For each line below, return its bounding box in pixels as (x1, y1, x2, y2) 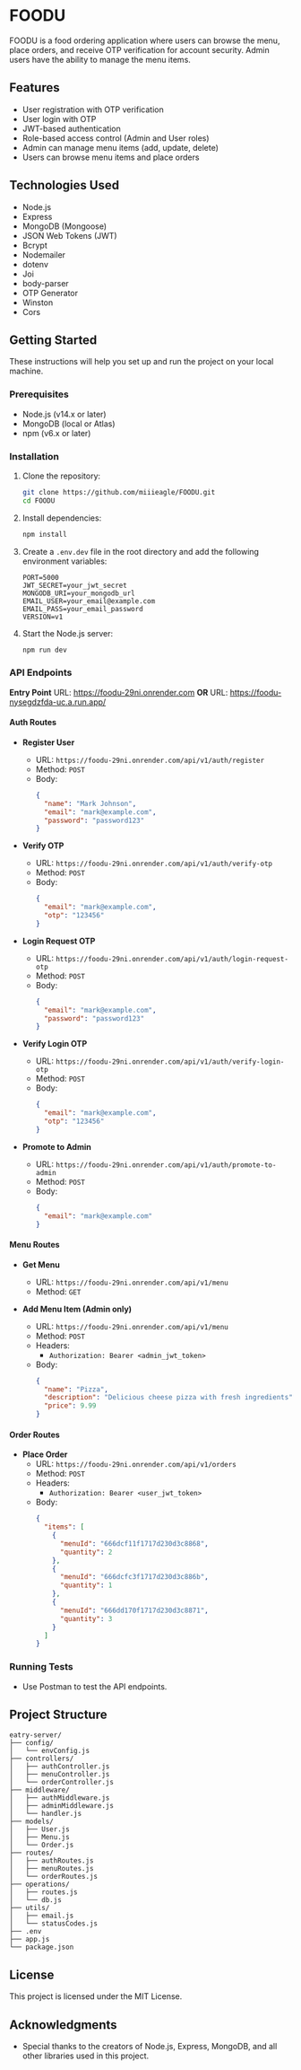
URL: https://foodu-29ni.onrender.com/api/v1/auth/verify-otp (35, 858, 273, 869)
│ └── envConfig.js (9, 1747, 90, 1756)
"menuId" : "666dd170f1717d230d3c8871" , (59, 1606, 209, 1615)
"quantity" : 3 (59, 1614, 113, 1623)
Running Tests (9, 1661, 73, 1673)
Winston (21, 297, 54, 308)
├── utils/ (9, 1904, 50, 1913)
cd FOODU (21, 496, 56, 505)
